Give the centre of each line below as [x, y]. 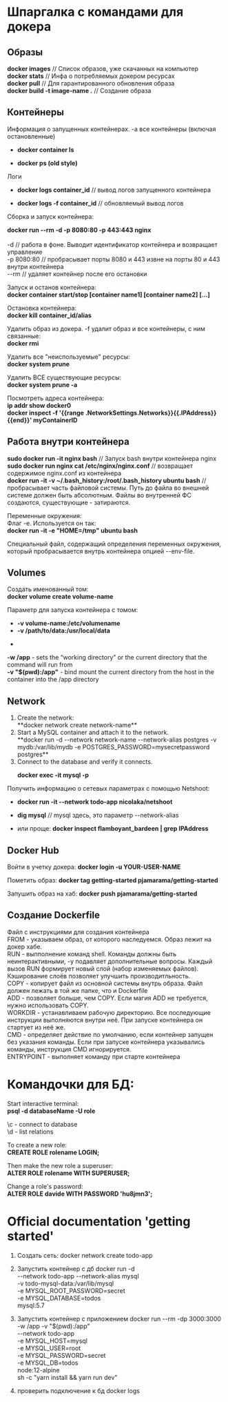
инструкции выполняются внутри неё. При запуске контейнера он [105, 1020]
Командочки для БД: [71, 1085]
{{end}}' [20, 420]
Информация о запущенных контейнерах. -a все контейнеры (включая [112, 129]
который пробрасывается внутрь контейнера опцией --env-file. [101, 551]
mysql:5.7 [31, 1305]
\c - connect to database [42, 1124]
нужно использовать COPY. [48, 1005]
